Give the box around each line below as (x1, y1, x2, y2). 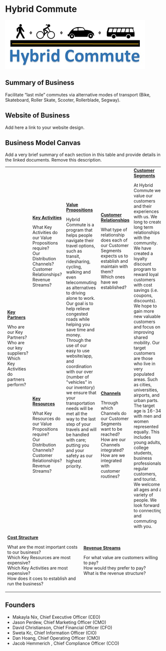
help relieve (66, 305, 90, 312)
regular (133, 466, 148, 472)
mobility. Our (133, 340, 160, 346)
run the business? (7, 581, 43, 587)
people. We (133, 497, 157, 503)
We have (133, 245, 152, 251)
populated (133, 371, 155, 377)
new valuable (133, 314, 161, 320)
